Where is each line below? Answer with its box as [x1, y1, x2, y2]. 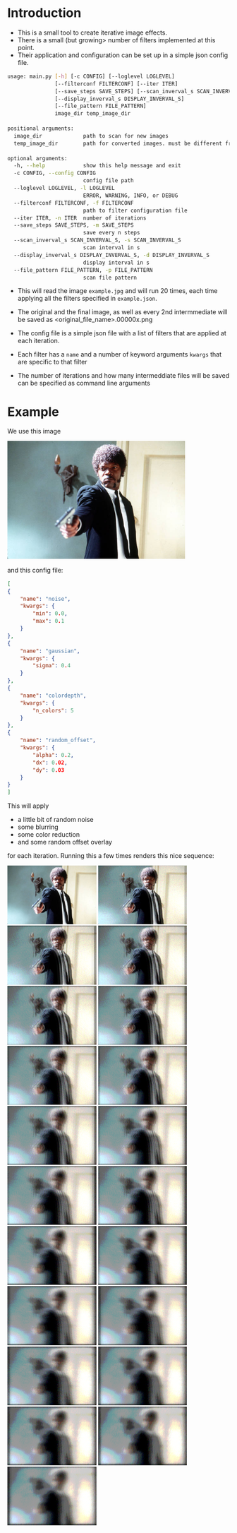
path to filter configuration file [83, 207, 188, 214]
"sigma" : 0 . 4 [32, 662, 71, 669]
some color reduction [17, 830, 80, 839]
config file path [83, 177, 134, 184]
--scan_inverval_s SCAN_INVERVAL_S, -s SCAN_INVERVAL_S [13, 237, 181, 244]
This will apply [7, 801, 49, 810]
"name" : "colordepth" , [20, 692, 87, 699]
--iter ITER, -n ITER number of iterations [13, 214, 147, 222]
